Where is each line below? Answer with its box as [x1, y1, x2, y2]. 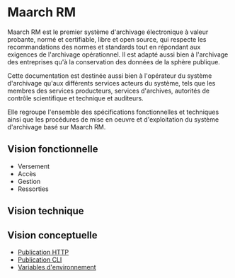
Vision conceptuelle [7, 229, 98, 241]
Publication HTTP [17, 248, 69, 256]
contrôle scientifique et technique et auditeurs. [7, 93, 144, 103]
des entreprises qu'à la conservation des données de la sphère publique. [7, 57, 221, 66]
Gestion [17, 177, 41, 185]
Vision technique [7, 205, 84, 217]
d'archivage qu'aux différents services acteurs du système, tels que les [7, 79, 216, 87]
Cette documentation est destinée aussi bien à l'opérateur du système [7, 71, 212, 80]
